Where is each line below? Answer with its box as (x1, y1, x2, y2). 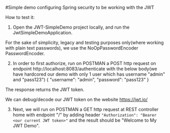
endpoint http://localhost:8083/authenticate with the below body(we (12, 66, 157, 72)
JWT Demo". (12, 123, 40, 128)
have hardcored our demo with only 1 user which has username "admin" (12, 71, 165, 77)
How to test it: (5, 14, 35, 20)
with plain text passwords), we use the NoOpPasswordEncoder (5, 45, 138, 51)
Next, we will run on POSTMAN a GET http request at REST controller (12, 106, 159, 112)
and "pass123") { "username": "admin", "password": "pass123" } (12, 77, 150, 82)
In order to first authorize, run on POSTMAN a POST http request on (12, 60, 156, 66)
